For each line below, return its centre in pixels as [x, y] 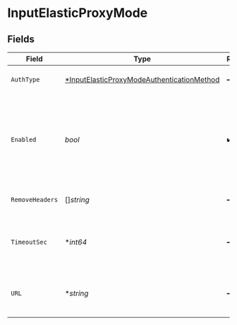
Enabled [24, 140]
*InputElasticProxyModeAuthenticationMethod [142, 79]
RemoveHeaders [35, 200]
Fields [21, 39]
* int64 [76, 242]
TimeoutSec [29, 242]
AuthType [25, 79]
